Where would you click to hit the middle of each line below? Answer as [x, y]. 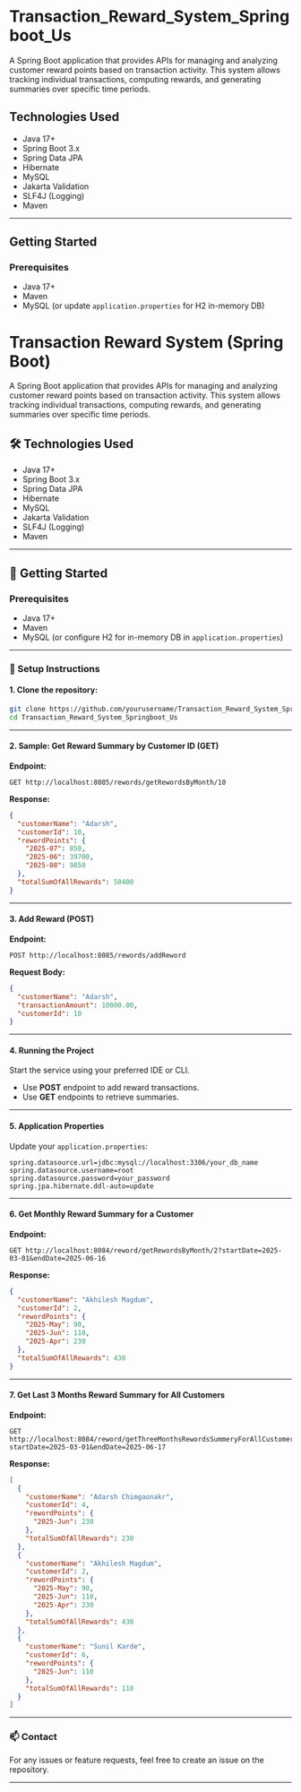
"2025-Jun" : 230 [63, 1522]
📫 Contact [33, 1737]
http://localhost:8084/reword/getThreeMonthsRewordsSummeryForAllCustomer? [154, 1439]
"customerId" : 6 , [58, 1655]
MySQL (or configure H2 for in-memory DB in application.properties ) [153, 637]
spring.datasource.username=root [72, 1170]
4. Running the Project [52, 1050]
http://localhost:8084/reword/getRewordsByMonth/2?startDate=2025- [154, 1250]
